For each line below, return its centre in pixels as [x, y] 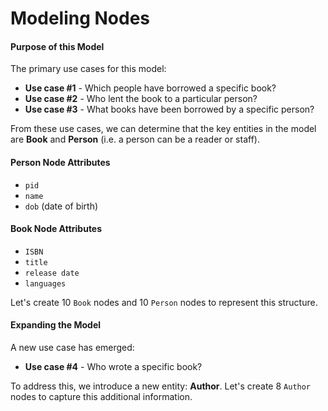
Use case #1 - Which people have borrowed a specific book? [150, 88]
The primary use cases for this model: [88, 69]
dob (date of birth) [61, 206]
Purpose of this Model [57, 46]
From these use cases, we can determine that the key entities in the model [163, 129]
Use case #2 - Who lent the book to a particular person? [141, 99]
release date [52, 273]
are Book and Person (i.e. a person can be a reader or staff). [135, 139]
